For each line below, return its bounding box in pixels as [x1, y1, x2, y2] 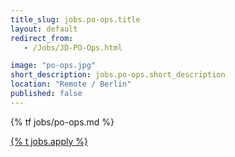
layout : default [10, 24, 78, 34]
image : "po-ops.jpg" [10, 61, 97, 71]
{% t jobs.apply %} [10, 135, 88, 147]
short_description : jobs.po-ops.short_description [10, 70, 226, 80]
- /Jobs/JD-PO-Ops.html [23, 42, 123, 53]
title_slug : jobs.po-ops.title [10, 14, 141, 25]
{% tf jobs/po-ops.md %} [10, 116, 115, 128]
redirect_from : [10, 33, 74, 43]
